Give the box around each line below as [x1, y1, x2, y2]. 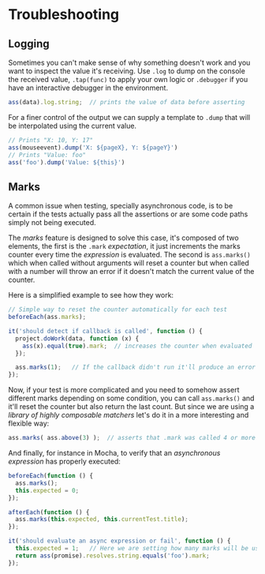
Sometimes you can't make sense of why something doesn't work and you [8, 58, 251, 67]
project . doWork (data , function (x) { [15, 334, 140, 343]
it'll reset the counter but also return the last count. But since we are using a [8, 402, 255, 411]
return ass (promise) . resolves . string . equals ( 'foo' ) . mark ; [15, 551, 211, 560]
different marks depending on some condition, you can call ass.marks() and [8, 393, 255, 403]
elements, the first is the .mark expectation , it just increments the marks [8, 242, 241, 251]
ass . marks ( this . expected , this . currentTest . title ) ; [15, 516, 189, 523]
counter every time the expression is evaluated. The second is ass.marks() [8, 250, 251, 260]
